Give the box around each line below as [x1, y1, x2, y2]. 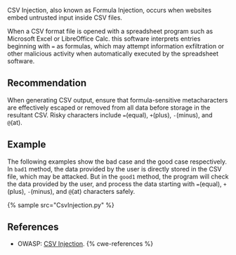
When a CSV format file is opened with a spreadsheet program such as [7, 27, 213, 35]
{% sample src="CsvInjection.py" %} [7, 200, 114, 209]
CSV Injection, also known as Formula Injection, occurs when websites [7, 6, 212, 14]
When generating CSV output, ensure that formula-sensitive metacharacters [7, 96, 228, 104]
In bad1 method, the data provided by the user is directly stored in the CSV [7, 164, 223, 173]
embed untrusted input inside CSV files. [7, 13, 123, 22]
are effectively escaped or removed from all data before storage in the [7, 103, 211, 112]
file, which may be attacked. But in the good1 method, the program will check [7, 172, 229, 181]
